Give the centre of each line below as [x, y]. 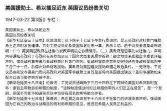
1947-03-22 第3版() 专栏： [33, 20]
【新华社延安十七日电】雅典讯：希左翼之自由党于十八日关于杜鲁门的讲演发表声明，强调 [81, 99]
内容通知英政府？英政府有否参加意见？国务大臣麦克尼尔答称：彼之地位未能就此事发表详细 [83, 56]
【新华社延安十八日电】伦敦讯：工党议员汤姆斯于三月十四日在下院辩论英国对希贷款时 [79, 83]
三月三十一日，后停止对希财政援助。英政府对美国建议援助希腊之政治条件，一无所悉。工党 [83, 67]
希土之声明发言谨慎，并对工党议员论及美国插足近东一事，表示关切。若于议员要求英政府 [81, 46]
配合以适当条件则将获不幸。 [29, 78]
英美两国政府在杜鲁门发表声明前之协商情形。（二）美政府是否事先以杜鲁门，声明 [91, 51]
